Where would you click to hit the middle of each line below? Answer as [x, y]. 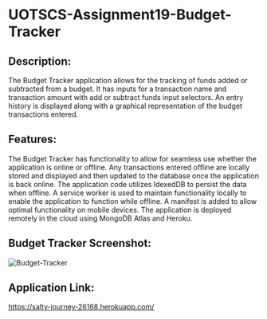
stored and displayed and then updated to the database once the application [133, 175]
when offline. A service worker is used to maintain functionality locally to [128, 193]
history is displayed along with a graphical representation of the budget [126, 106]
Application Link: [51, 288]
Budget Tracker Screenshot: [80, 243]
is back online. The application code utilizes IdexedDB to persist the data [128, 184]
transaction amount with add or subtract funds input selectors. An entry [126, 97]
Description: [40, 61]
